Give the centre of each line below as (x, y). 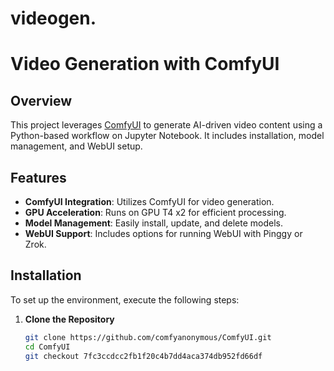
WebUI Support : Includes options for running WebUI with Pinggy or (163, 233)
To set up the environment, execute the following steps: (125, 299)
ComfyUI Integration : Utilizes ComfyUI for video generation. (149, 201)
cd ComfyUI (47, 347)
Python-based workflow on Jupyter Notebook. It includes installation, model (167, 136)
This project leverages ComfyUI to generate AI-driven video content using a (166, 125)
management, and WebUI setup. (76, 146)
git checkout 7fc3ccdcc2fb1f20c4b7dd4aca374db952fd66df (143, 356)
